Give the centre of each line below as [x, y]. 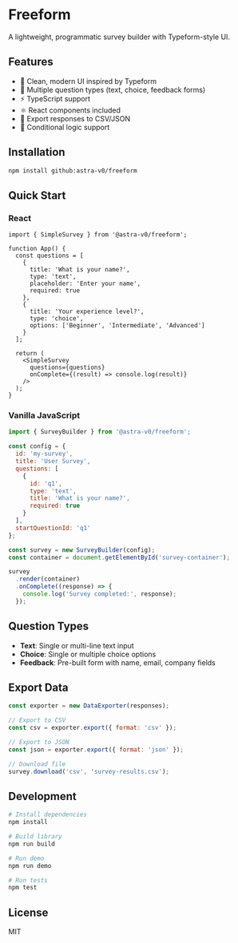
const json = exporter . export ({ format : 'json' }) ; [96, 749]
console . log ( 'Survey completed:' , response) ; [100, 594]
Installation [37, 152]
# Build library [35, 837]
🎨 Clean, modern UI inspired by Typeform [88, 81]
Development [43, 796]
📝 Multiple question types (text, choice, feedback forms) [113, 89]
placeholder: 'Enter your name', [85, 284]
